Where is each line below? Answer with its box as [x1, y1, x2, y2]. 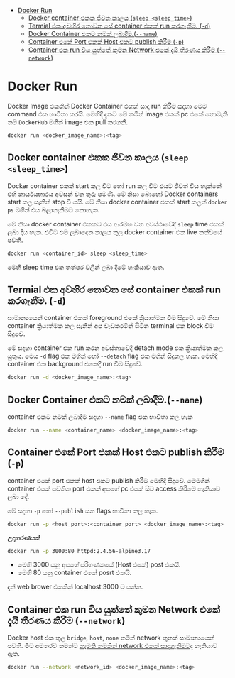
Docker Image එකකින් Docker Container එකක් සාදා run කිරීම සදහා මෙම [7, 102, 207, 110]
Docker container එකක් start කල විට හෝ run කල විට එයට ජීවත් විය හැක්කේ [7, 181, 222, 190]
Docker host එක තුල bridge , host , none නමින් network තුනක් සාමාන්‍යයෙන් [7, 633, 215, 642]
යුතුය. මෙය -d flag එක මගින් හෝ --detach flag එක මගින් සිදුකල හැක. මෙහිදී [7, 351, 218, 361]
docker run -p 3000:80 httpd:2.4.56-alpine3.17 [7, 547, 151, 554]
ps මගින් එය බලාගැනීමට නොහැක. [7, 205, 100, 214]
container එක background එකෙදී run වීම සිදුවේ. [7, 360, 143, 368]
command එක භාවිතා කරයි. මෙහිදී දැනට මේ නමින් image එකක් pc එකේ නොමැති [7, 109, 229, 118]
